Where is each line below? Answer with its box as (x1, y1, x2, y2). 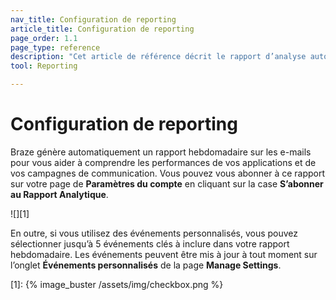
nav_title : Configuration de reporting (10, 14, 177, 25)
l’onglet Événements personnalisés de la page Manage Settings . (10, 259, 282, 271)
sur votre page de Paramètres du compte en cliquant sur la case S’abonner (10, 177, 324, 190)
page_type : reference (10, 42, 101, 53)
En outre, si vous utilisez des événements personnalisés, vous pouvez (10, 227, 299, 239)
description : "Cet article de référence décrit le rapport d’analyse (10, 52, 307, 62)
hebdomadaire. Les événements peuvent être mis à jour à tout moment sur (10, 248, 318, 260)
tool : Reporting (10, 61, 78, 71)
